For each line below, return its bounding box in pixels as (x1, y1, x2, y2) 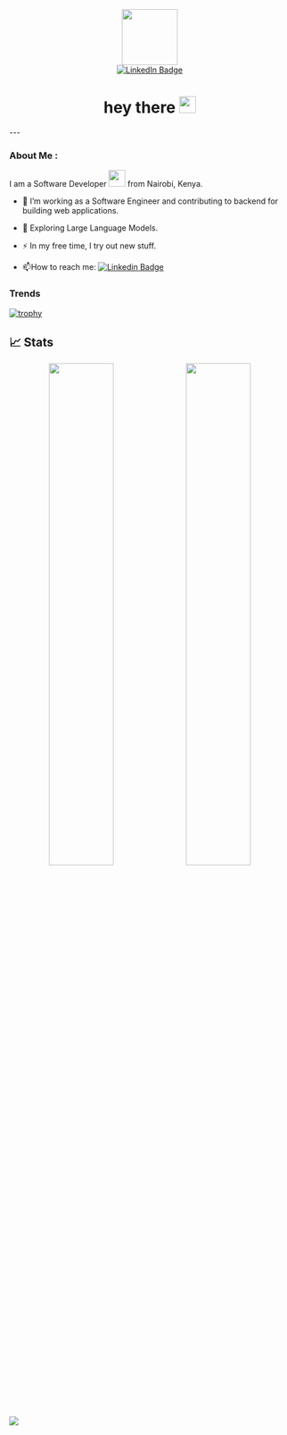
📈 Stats (9, 334, 54, 349)
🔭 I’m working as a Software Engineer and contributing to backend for (21, 196, 279, 206)
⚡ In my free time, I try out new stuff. (21, 240, 157, 251)
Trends (9, 288, 41, 300)
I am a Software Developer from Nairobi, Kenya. (9, 179, 203, 189)
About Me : (9, 149, 58, 162)
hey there (103, 97, 176, 118)
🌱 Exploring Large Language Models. (21, 222, 159, 233)
